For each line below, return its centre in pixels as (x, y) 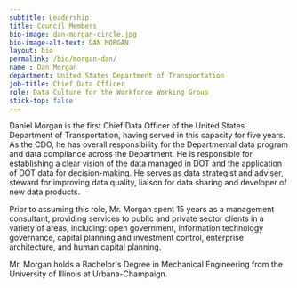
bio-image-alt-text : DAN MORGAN (69, 42)
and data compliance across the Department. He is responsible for (131, 154)
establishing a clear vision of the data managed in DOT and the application (146, 164)
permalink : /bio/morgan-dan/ (63, 59)
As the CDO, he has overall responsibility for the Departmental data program (149, 144)
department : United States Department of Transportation (117, 76)
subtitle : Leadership (49, 17)
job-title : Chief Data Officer (67, 84)
